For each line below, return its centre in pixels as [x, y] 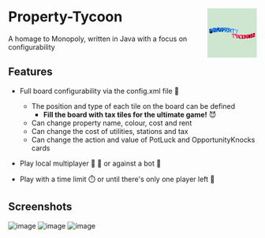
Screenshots [40, 207]
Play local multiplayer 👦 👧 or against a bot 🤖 [90, 163]
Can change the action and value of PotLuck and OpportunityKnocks [143, 139]
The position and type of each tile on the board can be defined [133, 106]
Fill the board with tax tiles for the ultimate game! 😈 [130, 114]
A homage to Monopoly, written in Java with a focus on [98, 39]
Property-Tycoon [65, 17]
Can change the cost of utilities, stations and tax [110, 131]
